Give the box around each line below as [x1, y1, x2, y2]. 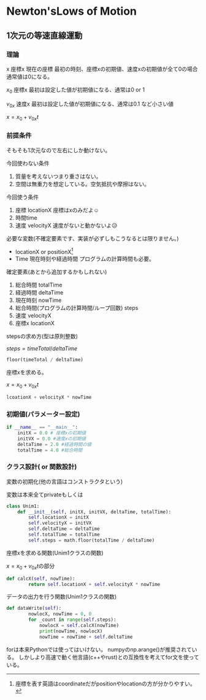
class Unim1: [6, 503, 40, 509]
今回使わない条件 [6, 160, 50, 167]
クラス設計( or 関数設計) [6, 463, 77, 471]
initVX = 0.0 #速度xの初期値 [17, 436, 86, 442]
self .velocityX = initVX [28, 520, 92, 526]
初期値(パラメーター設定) [6, 410, 80, 418]
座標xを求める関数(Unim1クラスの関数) [6, 549, 104, 556]
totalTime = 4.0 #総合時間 [17, 447, 83, 453]
